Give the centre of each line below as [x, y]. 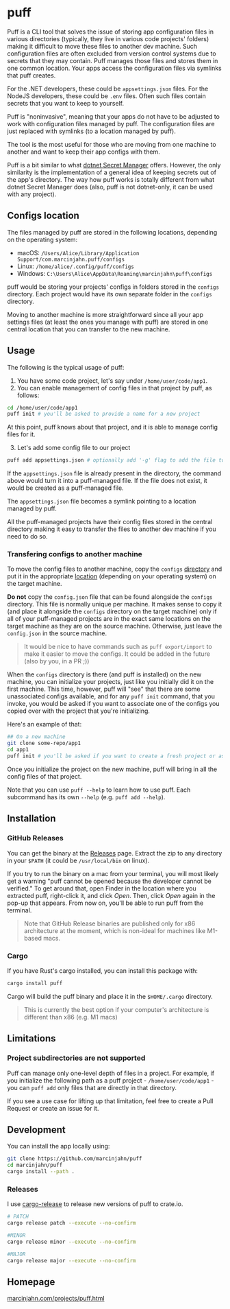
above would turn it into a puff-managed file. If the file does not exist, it [107, 481]
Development [37, 1130]
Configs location [43, 216]
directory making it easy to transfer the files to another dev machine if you [112, 529]
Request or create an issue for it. [53, 1108]
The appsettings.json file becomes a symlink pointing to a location [102, 502]
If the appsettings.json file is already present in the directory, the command [114, 473]
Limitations [31, 1038]
